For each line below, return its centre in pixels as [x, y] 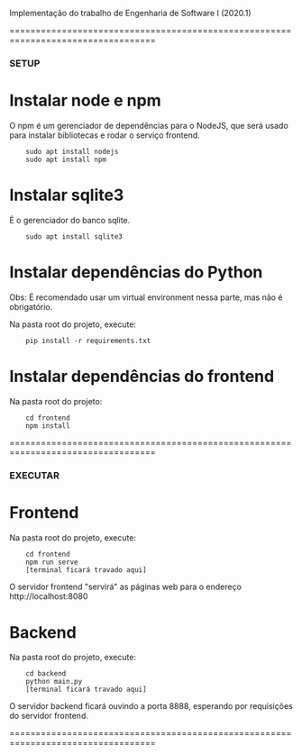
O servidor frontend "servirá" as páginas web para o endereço [125, 586]
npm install [48, 426]
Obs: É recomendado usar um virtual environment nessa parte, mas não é [146, 297]
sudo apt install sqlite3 [74, 236]
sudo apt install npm [66, 159]
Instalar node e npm [86, 100]
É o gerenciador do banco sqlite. [70, 220]
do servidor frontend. [49, 716]
